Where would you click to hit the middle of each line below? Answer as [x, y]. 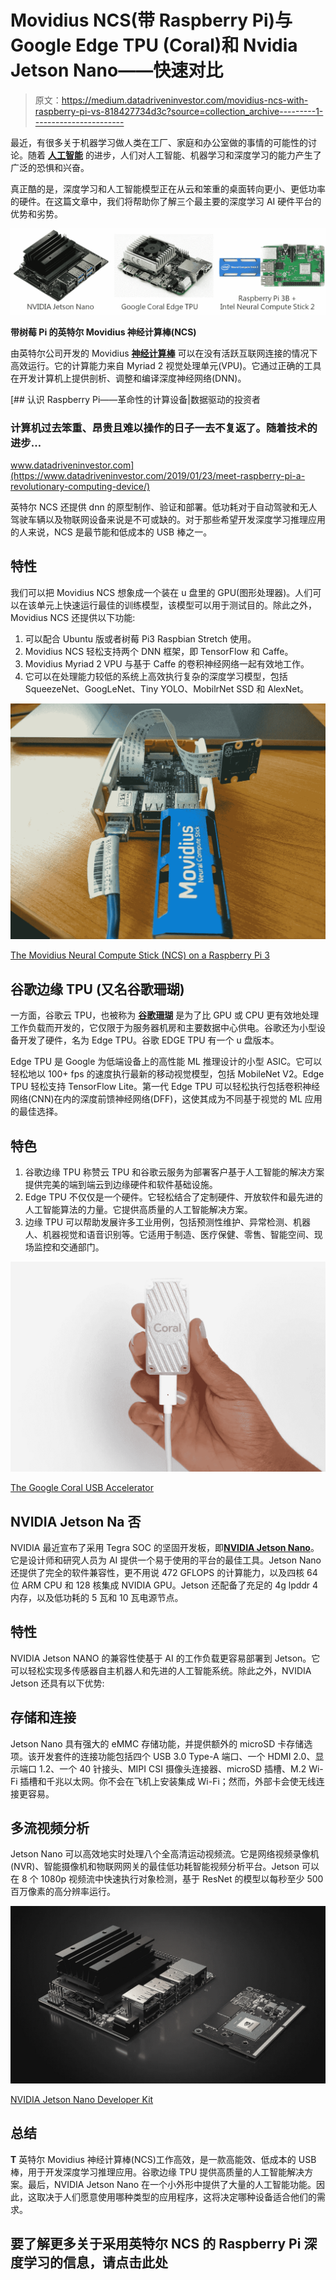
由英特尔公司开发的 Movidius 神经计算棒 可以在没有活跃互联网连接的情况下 [164, 353]
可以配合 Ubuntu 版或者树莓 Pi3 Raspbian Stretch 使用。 [140, 638]
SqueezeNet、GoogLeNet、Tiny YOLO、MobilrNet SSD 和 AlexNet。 [167, 688]
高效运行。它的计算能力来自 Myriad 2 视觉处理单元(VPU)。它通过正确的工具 [166, 365]
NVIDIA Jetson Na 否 [76, 1521]
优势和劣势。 [36, 213]
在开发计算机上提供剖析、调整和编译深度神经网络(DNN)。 [128, 378]
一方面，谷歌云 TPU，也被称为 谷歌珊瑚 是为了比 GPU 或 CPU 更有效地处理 [165, 1015]
